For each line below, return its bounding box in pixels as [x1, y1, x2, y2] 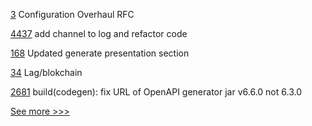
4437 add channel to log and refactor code [10, 28, 188, 39]
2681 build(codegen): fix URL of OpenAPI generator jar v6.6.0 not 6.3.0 [10, 86, 302, 98]
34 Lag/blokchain [10, 67, 83, 78]
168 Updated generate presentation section [10, 47, 190, 59]
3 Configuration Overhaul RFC [10, 9, 135, 20]
